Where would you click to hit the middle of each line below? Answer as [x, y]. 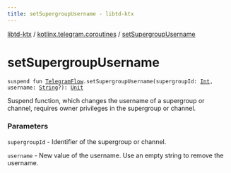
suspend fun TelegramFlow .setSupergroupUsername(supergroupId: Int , [110, 81]
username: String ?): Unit [45, 88]
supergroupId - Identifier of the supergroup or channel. [87, 141]
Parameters [28, 126]
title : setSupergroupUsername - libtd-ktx [71, 14]
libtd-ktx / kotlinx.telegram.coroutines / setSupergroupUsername [101, 34]
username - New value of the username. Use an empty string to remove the [115, 155]
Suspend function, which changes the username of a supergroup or [106, 100]
